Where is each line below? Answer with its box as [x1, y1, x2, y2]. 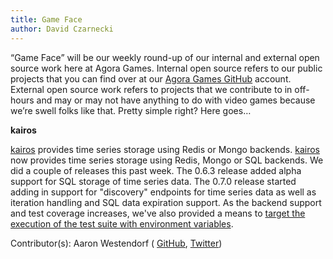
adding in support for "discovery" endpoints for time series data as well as [10, 186, 317, 198]
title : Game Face [10, 14, 83, 25]
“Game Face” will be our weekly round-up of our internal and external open [10, 51, 320, 63]
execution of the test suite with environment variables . [10, 217, 234, 230]
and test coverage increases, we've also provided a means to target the [10, 207, 306, 219]
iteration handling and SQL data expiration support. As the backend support [10, 196, 322, 208]
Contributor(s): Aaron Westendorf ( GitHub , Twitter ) [10, 237, 223, 249]
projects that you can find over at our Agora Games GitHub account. [10, 72, 292, 85]
